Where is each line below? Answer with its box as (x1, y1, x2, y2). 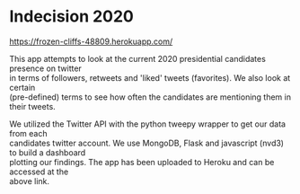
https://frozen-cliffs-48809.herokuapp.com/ (9, 36, 173, 47)
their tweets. (9, 101, 56, 111)
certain (9, 82, 36, 93)
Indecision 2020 (9, 6, 135, 27)
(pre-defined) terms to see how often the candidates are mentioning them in (9, 92, 292, 102)
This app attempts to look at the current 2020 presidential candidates (9, 53, 267, 64)
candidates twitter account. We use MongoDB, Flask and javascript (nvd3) (9, 137, 285, 148)
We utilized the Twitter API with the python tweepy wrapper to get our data (9, 119, 286, 129)
